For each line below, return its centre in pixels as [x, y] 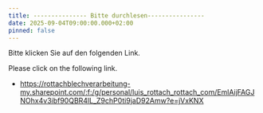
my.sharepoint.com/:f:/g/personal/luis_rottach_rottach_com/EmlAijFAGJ [137, 92]
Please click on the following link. [63, 68]
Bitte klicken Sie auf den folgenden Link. [75, 53]
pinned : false [32, 30]
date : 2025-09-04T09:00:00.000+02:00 [71, 23]
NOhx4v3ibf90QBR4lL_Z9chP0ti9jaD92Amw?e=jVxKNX [112, 101]
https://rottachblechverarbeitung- [75, 84]
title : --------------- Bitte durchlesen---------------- [106, 16]
